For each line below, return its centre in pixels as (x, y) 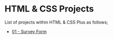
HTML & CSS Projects (49, 9)
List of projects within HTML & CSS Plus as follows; (56, 22)
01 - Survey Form (29, 31)
